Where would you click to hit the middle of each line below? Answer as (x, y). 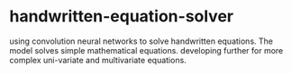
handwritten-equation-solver (122, 16)
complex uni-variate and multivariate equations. (98, 60)
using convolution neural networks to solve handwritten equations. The (141, 41)
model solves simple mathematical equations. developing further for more (146, 50)
